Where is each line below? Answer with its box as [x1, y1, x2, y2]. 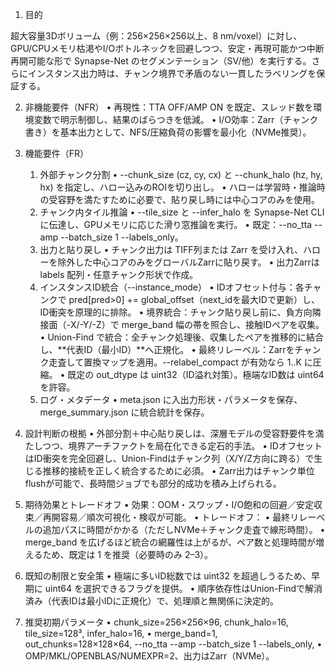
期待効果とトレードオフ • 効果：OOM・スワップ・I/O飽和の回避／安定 [24, 499, 315, 510]
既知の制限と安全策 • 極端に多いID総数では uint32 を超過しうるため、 [24, 570, 312, 582]
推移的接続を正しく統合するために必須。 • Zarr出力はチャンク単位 [42, 465, 315, 477]
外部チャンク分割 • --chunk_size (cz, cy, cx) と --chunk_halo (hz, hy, [39, 169, 323, 180]
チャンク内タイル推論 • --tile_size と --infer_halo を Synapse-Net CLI [39, 206, 325, 218]
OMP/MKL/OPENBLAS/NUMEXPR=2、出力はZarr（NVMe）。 [24, 650, 275, 662]
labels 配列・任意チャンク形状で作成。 [39, 269, 199, 280]
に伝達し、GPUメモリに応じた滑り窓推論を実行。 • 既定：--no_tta [39, 219, 313, 230]
